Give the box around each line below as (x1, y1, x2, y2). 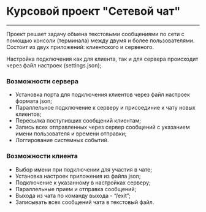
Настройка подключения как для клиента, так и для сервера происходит (6, 55, 199, 62)
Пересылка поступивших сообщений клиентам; (15, 117, 142, 124)
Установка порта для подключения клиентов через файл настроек (15, 91, 190, 99)
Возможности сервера (6, 77, 78, 85)
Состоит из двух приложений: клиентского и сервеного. (6, 43, 154, 50)
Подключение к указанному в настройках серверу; (15, 179, 151, 186)
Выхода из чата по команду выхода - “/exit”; (15, 192, 131, 199)
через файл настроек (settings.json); (6, 61, 102, 69)
